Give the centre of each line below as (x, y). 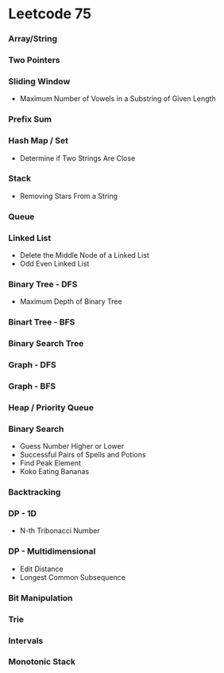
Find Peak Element (50, 463)
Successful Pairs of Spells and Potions (83, 455)
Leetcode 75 (50, 14)
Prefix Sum (30, 119)
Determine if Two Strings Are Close (77, 158)
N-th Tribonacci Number (60, 531)
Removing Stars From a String (68, 196)
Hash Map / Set (39, 141)
